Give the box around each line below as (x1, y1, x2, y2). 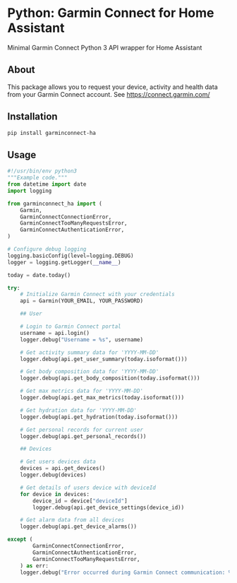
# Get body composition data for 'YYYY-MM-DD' (20, 368, 159, 375)
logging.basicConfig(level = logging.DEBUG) (7, 252, 134, 259)
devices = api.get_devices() (20, 465, 106, 472)
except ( (7, 536, 33, 543)
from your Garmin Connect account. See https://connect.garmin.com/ (7, 90, 210, 98)
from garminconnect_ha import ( (7, 200, 102, 207)
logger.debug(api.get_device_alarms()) (20, 523, 138, 531)
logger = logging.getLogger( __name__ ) (7, 259, 121, 266)
